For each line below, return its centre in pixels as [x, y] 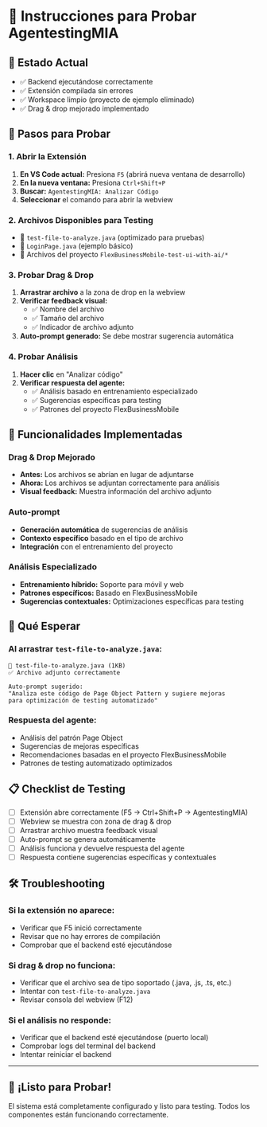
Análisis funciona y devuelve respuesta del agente [102, 848]
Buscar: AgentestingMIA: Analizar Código [89, 191]
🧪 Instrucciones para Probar [103, 16]
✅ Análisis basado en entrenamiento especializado [115, 391]
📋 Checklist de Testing [67, 789]
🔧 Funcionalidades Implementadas [95, 434]
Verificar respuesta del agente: [72, 382]
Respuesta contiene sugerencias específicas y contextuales [118, 857]
